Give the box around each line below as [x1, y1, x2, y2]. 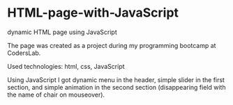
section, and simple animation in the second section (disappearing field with [7, 83, 226, 91]
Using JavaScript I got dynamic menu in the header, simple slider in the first [7, 75, 225, 84]
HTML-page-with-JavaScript [7, 5, 179, 21]
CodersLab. [7, 49, 41, 57]
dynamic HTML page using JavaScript [7, 28, 117, 36]
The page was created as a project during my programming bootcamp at [7, 41, 216, 49]
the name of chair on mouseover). [7, 90, 105, 99]
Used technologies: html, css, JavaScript [7, 62, 125, 70]
